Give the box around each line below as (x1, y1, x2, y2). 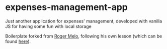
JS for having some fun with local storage (5, 23, 92, 29)
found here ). (5, 38, 31, 44)
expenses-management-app (5, 1, 128, 13)
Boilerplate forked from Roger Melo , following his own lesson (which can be (5, 33, 162, 39)
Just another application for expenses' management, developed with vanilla (5, 18, 162, 24)
